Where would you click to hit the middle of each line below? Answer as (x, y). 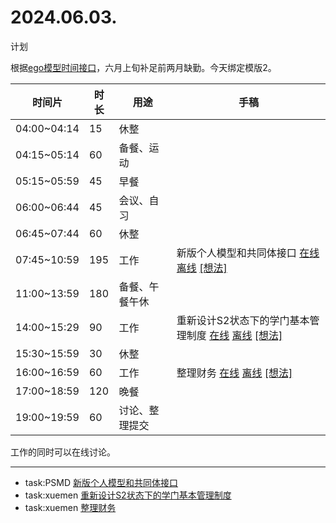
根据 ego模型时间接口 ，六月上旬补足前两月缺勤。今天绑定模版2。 (143, 67)
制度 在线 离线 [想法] (234, 335)
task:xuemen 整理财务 (70, 507)
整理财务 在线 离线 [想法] (234, 373)
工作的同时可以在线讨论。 (63, 452)
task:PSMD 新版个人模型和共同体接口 (101, 482)
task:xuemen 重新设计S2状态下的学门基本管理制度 (128, 495)
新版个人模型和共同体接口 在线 (248, 253)
